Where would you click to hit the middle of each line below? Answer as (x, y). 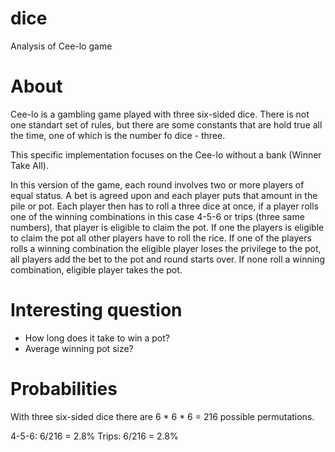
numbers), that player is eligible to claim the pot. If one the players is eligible (167, 227)
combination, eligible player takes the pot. (96, 269)
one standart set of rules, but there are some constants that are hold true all (166, 124)
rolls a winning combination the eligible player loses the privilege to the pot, (166, 248)
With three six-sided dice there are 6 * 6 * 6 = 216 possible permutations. (162, 416)
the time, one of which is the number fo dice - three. (118, 135)
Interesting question (96, 310)
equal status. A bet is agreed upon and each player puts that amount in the (164, 195)
